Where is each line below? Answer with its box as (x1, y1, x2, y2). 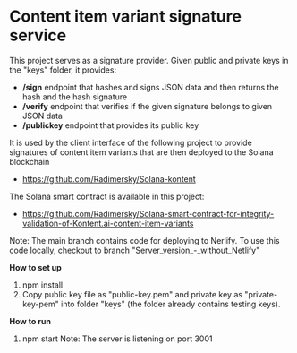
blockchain (9, 156, 50, 167)
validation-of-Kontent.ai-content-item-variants (21, 218, 194, 228)
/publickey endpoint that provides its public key (21, 119, 199, 131)
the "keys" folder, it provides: (9, 65, 117, 75)
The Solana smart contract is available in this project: (9, 191, 205, 202)
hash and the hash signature (21, 91, 128, 102)
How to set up (9, 262, 63, 272)
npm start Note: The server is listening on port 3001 (21, 333, 213, 344)
